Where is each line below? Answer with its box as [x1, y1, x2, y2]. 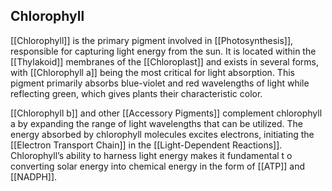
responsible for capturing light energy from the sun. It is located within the [10, 45, 317, 57]
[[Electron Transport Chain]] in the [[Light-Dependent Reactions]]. [10, 139, 283, 151]
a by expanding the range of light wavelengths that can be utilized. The [10, 117, 304, 129]
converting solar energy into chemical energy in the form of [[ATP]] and [10, 160, 306, 172]
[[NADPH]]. [10, 170, 58, 183]
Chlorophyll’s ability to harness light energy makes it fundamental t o [10, 149, 293, 161]
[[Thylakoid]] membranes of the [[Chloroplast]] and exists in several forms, [10, 55, 320, 68]
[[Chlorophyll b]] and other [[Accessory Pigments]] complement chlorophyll [10, 107, 323, 119]
